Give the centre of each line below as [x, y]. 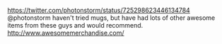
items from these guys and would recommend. [75, 25]
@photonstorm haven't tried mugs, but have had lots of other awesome [111, 18]
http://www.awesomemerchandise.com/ [66, 33]
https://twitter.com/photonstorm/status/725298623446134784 [99, 10]
